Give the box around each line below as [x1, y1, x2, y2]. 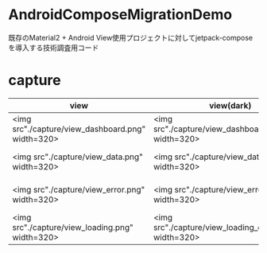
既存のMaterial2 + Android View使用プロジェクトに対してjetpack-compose [8, 33, 253, 42]
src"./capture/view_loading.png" [12, 221, 133, 232]
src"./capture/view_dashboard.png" [12, 123, 146, 134]
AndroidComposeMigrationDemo [8, 6, 233, 24]
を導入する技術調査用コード [8, 42, 99, 53]
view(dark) [209, 99, 252, 111]
